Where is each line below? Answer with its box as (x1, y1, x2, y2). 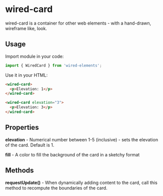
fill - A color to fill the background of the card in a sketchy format (5, 151, 140, 157)
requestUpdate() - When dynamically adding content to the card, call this (5, 179, 158, 185)
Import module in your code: (5, 53, 64, 59)
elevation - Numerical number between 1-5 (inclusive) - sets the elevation (5, 136, 158, 142)
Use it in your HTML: (5, 72, 48, 78)
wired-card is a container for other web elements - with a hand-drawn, (5, 20, 151, 26)
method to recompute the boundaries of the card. (5, 184, 108, 191)
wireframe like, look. (5, 25, 47, 31)
